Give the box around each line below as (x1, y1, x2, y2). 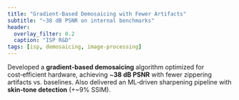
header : (7, 23, 31, 30)
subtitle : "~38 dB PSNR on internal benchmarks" (7, 17, 155, 24)
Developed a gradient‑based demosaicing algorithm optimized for (7, 63, 205, 71)
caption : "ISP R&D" (14, 37, 72, 44)
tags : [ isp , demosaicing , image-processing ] (7, 43, 142, 50)
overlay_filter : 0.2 (14, 30, 75, 38)
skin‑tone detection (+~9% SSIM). (7, 86, 111, 94)
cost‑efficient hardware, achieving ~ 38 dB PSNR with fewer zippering (7, 70, 212, 79)
